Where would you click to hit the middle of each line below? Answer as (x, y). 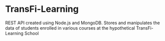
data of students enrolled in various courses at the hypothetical (70, 28)
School (32, 33)
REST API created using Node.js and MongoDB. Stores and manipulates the (83, 23)
